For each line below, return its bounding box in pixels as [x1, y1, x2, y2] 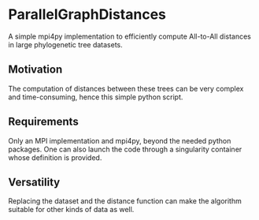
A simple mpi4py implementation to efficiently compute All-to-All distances [8, 32, 252, 41]
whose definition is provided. [8, 152, 102, 162]
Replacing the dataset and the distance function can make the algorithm [8, 196, 242, 206]
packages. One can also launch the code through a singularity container [8, 144, 242, 154]
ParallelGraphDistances [8, 6, 167, 24]
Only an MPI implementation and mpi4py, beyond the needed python [8, 136, 231, 145]
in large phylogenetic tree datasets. [8, 39, 124, 49]
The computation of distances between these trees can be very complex [8, 84, 244, 93]
